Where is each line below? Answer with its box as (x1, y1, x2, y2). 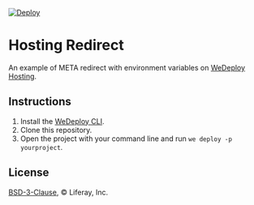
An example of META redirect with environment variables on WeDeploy (8, 62, 246, 72)
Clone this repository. (19, 125, 93, 135)
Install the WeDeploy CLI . (19, 116, 105, 126)
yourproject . (19, 142, 63, 152)
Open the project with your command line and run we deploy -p (19, 134, 233, 143)
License (8, 166, 50, 180)
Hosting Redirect (8, 36, 124, 54)
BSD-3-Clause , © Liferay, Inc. (8, 187, 109, 197)
